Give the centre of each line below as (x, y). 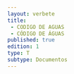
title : (17, 20)
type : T (19, 54)
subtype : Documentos (38, 60)
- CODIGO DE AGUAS (37, 27)
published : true (31, 40)
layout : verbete (31, 14)
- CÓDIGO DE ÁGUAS (37, 33)
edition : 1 (23, 47)
